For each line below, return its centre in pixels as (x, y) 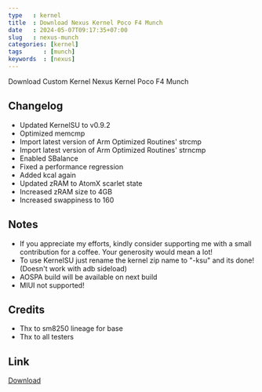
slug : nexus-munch (44, 37)
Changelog (36, 106)
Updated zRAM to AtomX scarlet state (81, 183)
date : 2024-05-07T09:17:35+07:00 (68, 30)
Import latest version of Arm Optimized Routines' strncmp (113, 150)
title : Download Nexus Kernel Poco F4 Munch (86, 23)
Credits (27, 309)
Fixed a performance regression (71, 166)
